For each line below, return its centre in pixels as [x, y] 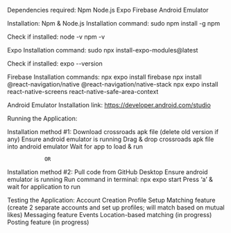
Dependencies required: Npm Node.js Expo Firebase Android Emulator [108, 10]
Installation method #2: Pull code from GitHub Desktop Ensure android [108, 172]
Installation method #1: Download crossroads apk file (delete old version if [113, 132]
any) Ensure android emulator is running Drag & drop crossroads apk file [111, 139]
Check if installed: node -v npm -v [56, 37]
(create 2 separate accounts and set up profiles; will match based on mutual [116, 207]
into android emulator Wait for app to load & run [75, 147]
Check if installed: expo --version [55, 64]
